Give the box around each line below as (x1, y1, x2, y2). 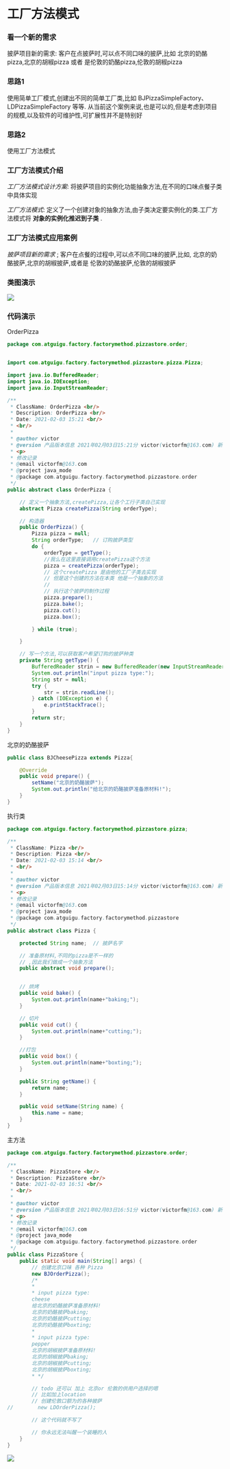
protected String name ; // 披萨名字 (19, 939, 123, 947)
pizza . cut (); (43, 607, 81, 614)
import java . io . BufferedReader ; (7, 372, 99, 379)
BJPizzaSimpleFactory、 (138, 93, 207, 102)
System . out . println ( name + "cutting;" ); (31, 1028, 142, 1035)
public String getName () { (19, 1078, 97, 1085)
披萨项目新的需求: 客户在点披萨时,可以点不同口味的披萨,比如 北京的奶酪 (7, 49, 207, 58)
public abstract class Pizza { (7, 927, 97, 934)
